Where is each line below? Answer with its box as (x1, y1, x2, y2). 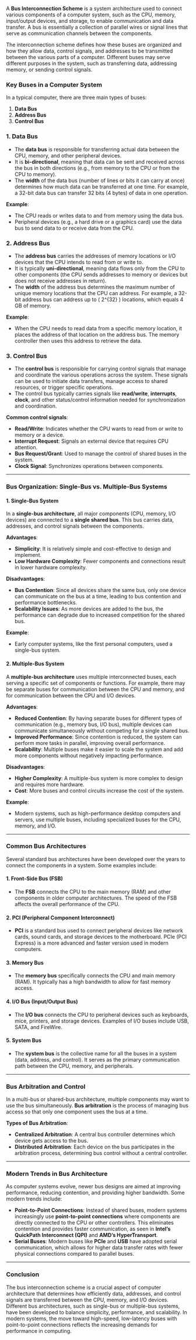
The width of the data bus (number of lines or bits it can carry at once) (14, 177, 185, 184)
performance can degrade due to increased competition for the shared (14, 611, 185, 618)
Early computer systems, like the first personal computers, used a (14, 641, 173, 648)
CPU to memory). (14, 170, 57, 177)
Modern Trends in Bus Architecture (6, 1170, 108, 1178)
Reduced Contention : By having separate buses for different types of (14, 715, 183, 722)
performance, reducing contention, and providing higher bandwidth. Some (6, 1189, 185, 1197)
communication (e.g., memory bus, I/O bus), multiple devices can (14, 720, 172, 728)
